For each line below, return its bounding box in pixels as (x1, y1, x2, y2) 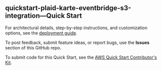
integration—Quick (5, 12, 65, 20)
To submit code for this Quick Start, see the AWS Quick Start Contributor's (5, 54, 157, 60)
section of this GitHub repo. (5, 44, 62, 51)
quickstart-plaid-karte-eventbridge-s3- (5, 4, 131, 12)
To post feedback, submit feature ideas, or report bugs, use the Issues (5, 39, 150, 45)
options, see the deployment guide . (5, 30, 78, 36)
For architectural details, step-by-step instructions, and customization (5, 25, 148, 31)
